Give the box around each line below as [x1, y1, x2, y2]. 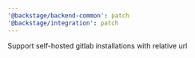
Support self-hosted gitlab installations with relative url [7, 41, 188, 50]
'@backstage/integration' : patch [7, 19, 119, 27]
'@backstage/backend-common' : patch [7, 11, 129, 20]
